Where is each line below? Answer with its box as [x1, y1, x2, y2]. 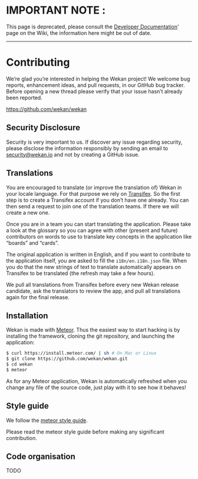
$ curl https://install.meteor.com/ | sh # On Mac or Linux [6, 350, 157, 357]
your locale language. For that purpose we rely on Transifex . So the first [6, 190, 181, 197]
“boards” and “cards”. [6, 239, 59, 246]
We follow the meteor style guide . [6, 416, 88, 423]
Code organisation [6, 452, 75, 462]
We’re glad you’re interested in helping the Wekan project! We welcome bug [6, 75, 190, 82]
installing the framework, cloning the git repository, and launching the [6, 332, 175, 340]
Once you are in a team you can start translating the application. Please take [6, 220, 192, 228]
